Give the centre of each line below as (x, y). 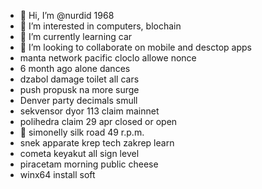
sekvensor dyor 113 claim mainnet (89, 111)
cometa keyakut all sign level (79, 153)
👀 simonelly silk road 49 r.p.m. (82, 132)
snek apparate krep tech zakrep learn (97, 143)
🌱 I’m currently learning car (76, 36)
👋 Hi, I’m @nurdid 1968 (67, 15)
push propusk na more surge (79, 89)
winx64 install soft (57, 174)
